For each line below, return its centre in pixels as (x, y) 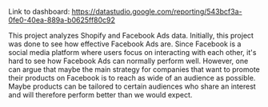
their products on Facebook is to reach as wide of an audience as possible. (132, 78)
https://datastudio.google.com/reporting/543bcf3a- (157, 12)
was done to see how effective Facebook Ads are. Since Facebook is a (125, 44)
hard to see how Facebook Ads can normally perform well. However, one (128, 61)
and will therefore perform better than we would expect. (100, 95)
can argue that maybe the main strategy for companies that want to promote (134, 69)
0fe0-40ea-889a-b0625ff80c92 (62, 20)
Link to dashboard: (39, 12)
